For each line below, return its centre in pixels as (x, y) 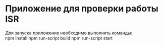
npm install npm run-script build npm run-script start (59, 38)
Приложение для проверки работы (82, 9)
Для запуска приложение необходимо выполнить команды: (69, 33)
